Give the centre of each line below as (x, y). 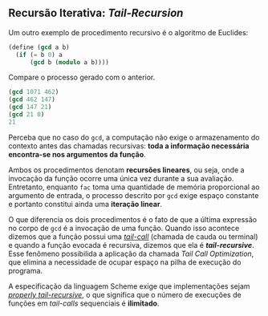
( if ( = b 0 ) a (39, 55)
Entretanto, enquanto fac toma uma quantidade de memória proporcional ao (134, 187)
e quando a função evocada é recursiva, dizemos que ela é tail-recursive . (131, 245)
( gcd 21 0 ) (26, 115)
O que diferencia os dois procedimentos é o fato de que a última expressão (133, 219)
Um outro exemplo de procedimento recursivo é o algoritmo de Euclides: (128, 32)
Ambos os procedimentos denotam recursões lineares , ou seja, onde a (126, 170)
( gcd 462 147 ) (32, 99)
